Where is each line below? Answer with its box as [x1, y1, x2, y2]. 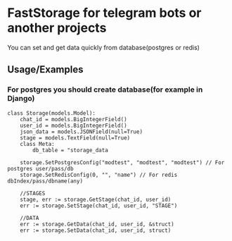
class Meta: [20, 140, 55, 147]
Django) [7, 94, 35, 104]
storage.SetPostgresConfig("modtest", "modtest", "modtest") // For [20, 159, 225, 166]
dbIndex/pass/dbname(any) [7, 178, 83, 185]
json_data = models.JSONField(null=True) [20, 128, 143, 135]
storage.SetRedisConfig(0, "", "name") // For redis [20, 171, 178, 178]
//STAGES [20, 190, 46, 197]
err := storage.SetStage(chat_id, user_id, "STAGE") [20, 202, 178, 209]
